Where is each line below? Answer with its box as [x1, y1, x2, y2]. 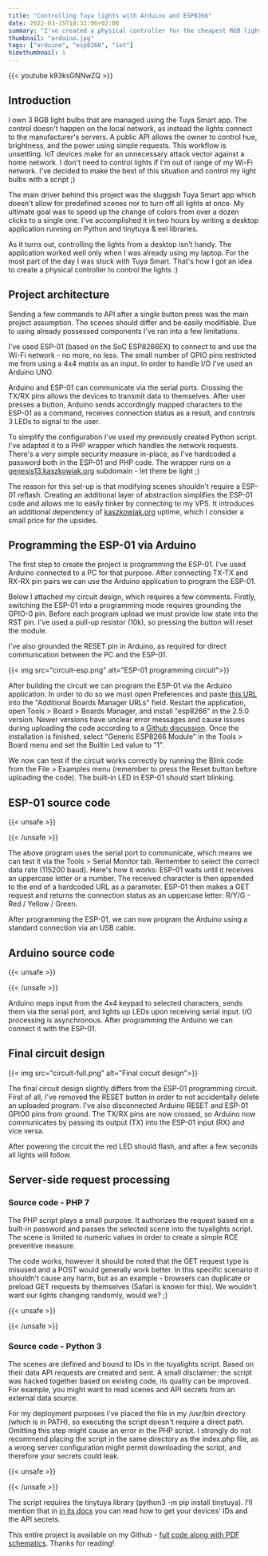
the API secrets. [8, 1514, 61, 1524]
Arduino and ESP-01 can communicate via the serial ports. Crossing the [8, 383, 243, 392]
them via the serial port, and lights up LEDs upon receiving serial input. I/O [8, 1007, 253, 1017]
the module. [8, 626, 48, 636]
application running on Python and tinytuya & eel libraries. [8, 224, 199, 233]
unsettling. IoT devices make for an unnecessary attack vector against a [8, 149, 245, 158]
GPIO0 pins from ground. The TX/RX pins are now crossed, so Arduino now [8, 1109, 257, 1118]
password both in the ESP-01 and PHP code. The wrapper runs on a [8, 457, 231, 467]
